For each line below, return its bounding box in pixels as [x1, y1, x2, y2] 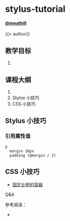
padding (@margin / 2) [9, 153, 56, 158]
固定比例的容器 [12, 182, 43, 187]
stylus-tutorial [5, 3, 66, 15]
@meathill [5, 20, 27, 26]
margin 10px [9, 148, 35, 153]
